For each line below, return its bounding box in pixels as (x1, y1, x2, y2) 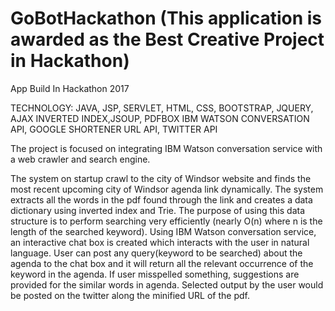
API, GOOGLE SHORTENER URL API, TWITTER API (10, 123, 218, 135)
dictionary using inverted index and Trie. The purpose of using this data (10, 204, 306, 216)
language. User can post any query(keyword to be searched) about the (10, 247, 303, 259)
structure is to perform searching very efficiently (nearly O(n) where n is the (10, 215, 323, 227)
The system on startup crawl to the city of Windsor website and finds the (10, 172, 312, 184)
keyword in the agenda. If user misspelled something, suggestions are (10, 268, 300, 280)
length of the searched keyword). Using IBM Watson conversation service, (10, 225, 317, 237)
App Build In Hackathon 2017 (10, 82, 130, 94)
